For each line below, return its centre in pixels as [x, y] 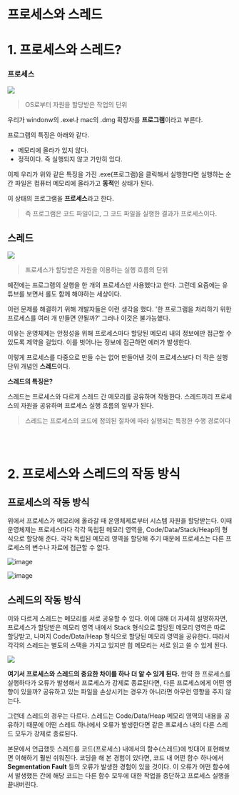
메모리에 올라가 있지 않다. [53, 150]
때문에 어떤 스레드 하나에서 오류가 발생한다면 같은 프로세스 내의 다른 [121, 725]
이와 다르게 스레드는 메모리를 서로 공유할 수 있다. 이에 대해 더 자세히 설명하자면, [118, 619]
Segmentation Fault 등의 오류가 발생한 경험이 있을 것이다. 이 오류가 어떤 [109, 767]
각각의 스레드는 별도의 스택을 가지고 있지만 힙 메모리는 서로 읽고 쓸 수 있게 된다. [118, 645]
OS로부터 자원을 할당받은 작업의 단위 [76, 104]
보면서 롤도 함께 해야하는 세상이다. [74, 294]
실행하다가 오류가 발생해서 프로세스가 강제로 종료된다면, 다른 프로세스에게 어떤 [116, 683]
